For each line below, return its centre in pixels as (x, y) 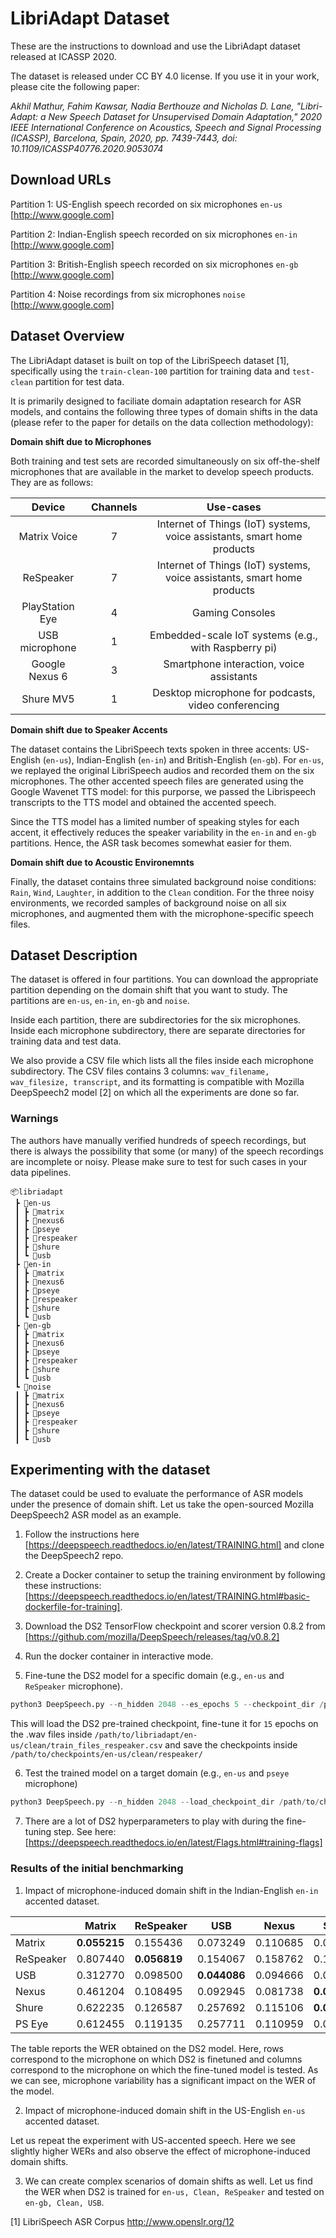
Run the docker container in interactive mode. (119, 1656)
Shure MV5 (48, 699)
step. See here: (85, 1832)
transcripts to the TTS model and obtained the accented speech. (143, 802)
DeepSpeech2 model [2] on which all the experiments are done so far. (155, 1093)
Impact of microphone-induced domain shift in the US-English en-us (165, 2110)
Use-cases (234, 507)
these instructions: (63, 1586)
